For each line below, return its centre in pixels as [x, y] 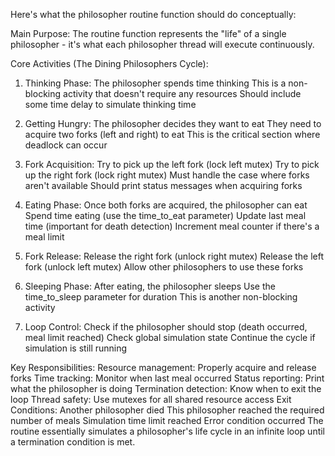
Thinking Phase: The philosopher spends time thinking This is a [155, 83]
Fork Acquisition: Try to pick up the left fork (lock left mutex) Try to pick [172, 164]
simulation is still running [76, 348]
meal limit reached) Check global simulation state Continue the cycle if [170, 337]
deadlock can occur [66, 145]
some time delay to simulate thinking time [110, 104]
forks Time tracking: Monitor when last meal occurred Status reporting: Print [167, 378]
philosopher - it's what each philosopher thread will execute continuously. [162, 44]
